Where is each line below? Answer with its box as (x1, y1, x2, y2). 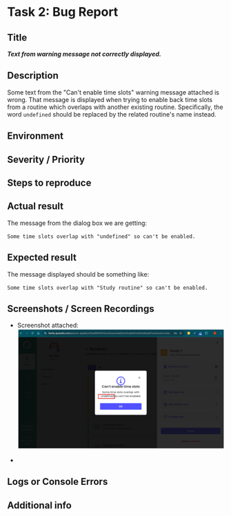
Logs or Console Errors (7, 476, 108, 488)
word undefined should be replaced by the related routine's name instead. (7, 110, 217, 118)
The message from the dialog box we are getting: (7, 219, 147, 227)
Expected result (7, 252, 77, 264)
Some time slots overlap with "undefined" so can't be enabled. (7, 232, 196, 240)
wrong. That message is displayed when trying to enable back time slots (7, 95, 213, 103)
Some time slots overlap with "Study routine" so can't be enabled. (7, 284, 208, 291)
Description (7, 70, 59, 81)
